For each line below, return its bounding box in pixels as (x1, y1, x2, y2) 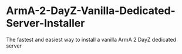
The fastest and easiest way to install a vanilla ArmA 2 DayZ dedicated (6, 36, 177, 43)
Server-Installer (6, 16, 85, 30)
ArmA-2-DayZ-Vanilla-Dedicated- (6, 4, 176, 18)
